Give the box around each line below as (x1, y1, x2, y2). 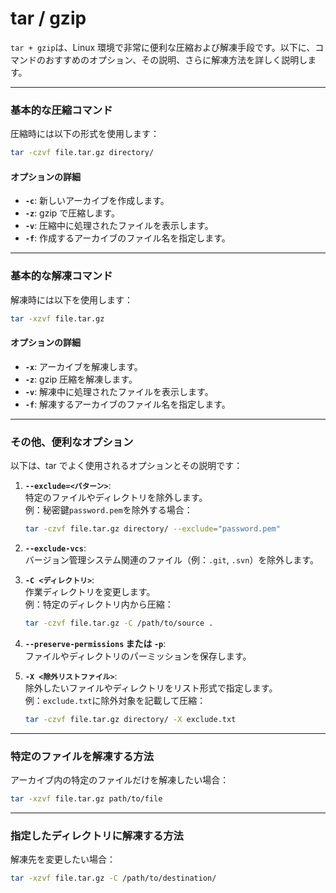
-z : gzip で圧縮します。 (24, 207, 120, 219)
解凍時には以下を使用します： (10, 293, 133, 306)
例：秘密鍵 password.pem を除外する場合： (24, 503, 193, 516)
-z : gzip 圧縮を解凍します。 (24, 373, 138, 385)
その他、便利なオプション (10, 435, 134, 449)
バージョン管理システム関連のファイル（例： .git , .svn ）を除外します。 (24, 553, 319, 566)
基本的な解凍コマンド (10, 269, 113, 283)
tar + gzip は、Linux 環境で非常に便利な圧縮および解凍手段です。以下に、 (10, 41, 316, 53)
